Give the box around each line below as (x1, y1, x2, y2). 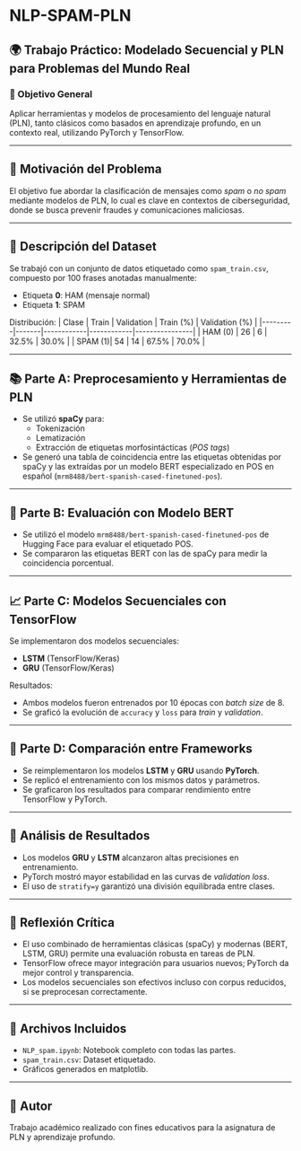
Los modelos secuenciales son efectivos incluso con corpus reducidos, (21, 977, 287, 988)
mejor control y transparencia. (21, 967, 134, 979)
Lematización (35, 433, 86, 444)
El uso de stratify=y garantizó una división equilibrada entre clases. (21, 881, 276, 892)
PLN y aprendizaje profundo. (9, 1132, 116, 1142)
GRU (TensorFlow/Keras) (21, 662, 115, 673)
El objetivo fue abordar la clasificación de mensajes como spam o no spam (9, 185, 287, 196)
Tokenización (35, 423, 85, 434)
